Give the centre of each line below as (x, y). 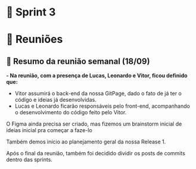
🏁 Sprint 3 (31, 12)
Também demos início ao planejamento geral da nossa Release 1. (86, 142)
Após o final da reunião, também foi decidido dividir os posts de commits (96, 154)
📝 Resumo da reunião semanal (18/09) (78, 61)
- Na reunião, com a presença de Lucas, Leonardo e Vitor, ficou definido (97, 76)
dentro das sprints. (29, 159)
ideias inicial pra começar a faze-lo (49, 130)
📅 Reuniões (35, 40)
